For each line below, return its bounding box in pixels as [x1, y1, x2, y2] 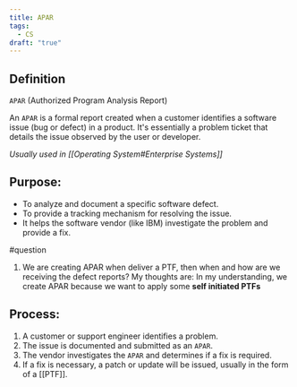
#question [9, 244, 47, 255]
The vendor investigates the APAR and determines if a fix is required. [21, 349, 273, 360]
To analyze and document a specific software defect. [21, 198, 219, 209]
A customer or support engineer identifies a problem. [21, 331, 219, 341]
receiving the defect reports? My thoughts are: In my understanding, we [21, 271, 288, 282]
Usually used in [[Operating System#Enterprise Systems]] [9, 149, 224, 159]
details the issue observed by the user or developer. [9, 132, 201, 142]
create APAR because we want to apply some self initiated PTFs [21, 280, 261, 291]
